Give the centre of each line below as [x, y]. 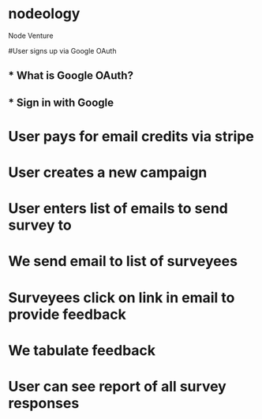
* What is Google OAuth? [71, 76]
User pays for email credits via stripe [131, 136]
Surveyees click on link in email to [122, 297]
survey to [40, 225]
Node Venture [31, 36]
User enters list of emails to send [118, 209]
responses [44, 404]
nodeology [44, 14]
